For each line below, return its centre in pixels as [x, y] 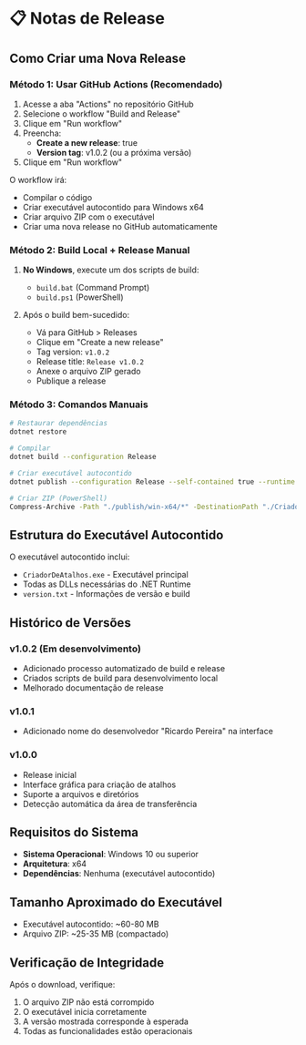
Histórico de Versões [71, 623]
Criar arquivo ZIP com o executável [88, 217]
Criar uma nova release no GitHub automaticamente [120, 226]
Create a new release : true [87, 142]
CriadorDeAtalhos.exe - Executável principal [105, 575]
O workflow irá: [38, 179]
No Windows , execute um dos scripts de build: [111, 270]
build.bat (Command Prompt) [93, 288]
